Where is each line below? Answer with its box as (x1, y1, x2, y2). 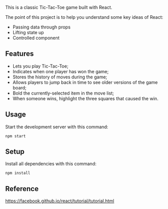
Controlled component (12, 35, 60, 41)
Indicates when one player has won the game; (12, 68, 109, 74)
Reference (5, 184, 39, 193)
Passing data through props (12, 24, 71, 30)
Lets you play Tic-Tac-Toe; (12, 63, 69, 69)
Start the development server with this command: (5, 124, 109, 130)
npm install (5, 170, 30, 176)
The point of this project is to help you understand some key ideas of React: (5, 14, 163, 20)
